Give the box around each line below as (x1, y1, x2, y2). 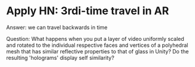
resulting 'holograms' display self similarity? (6, 54, 115, 61)
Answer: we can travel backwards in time (6, 24, 108, 31)
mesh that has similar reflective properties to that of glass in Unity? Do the (6, 47, 189, 55)
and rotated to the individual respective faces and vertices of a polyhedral (6, 42, 188, 49)
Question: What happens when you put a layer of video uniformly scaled (6, 35, 184, 42)
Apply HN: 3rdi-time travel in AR (6, 4, 169, 18)
